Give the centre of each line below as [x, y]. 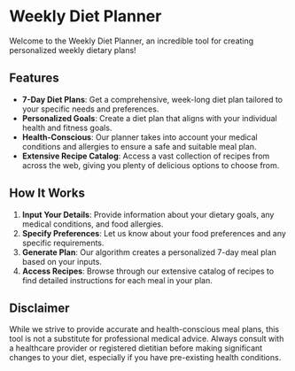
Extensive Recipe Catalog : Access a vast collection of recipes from [146, 156]
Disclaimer [39, 308]
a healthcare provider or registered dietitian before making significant [136, 348]
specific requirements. [63, 243]
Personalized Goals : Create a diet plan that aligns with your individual [149, 118]
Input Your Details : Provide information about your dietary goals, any [148, 214]
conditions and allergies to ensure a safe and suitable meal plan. [139, 146]
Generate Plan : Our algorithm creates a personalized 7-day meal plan [149, 252]
